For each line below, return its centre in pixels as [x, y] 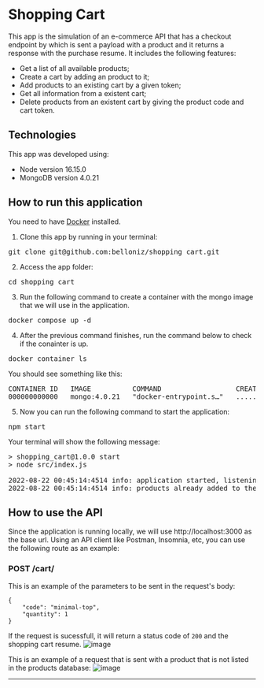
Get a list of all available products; [74, 68]
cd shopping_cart [41, 282]
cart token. [37, 110]
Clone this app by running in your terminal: [88, 236]
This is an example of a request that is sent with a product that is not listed [128, 659]
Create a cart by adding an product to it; [84, 76]
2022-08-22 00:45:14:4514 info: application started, [114, 480]
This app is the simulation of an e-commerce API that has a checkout [120, 36]
